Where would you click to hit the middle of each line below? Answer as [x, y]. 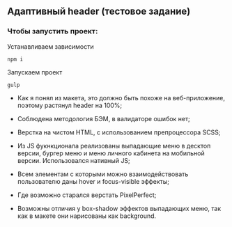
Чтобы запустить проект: [53, 31]
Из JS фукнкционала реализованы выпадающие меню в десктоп [114, 146]
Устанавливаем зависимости [51, 46]
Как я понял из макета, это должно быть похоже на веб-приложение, [121, 97]
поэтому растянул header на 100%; [70, 105]
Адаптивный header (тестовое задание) [99, 11]
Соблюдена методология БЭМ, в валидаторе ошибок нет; [103, 118]
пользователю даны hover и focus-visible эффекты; [93, 181]
